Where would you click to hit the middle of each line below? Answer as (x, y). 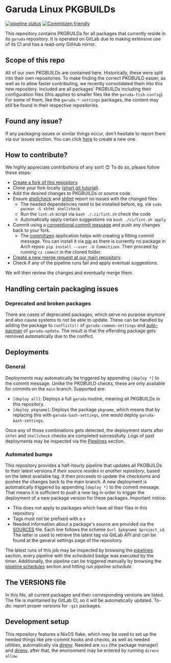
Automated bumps (29, 454)
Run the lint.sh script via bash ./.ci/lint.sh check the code (86, 214)
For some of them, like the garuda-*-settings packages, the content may (82, 100)
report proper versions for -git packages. (57, 605)
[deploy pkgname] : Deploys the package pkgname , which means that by (86, 409)
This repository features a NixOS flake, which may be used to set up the (81, 634)
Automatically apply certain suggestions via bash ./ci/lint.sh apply (93, 219)
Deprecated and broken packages (48, 303)
